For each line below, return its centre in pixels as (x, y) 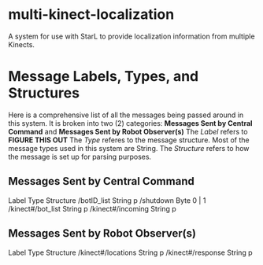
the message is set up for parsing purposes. (80, 156)
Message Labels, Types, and (104, 77)
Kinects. (22, 44)
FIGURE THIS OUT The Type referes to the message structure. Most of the (129, 140)
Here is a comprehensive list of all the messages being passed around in (126, 115)
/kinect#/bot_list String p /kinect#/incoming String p (93, 208)
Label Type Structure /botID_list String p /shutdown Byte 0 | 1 (107, 200)
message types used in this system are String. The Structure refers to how (129, 148)
